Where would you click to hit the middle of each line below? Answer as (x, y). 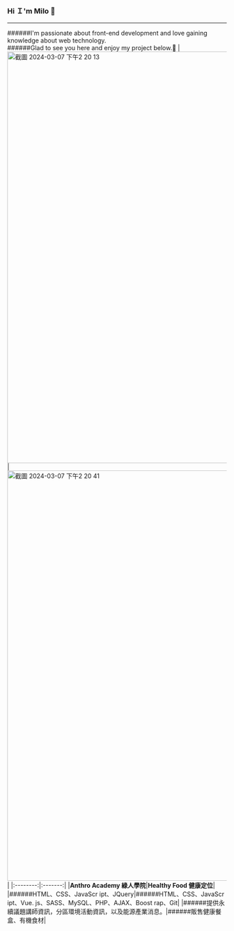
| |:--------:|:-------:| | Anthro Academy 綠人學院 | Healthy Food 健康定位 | (111, 886)
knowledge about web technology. (57, 40)
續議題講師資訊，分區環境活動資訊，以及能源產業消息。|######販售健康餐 (114, 911)
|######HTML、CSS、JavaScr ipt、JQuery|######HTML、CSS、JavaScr (116, 894)
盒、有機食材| (27, 921)
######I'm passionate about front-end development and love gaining (107, 33)
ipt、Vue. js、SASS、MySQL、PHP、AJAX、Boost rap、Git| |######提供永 (116, 903)
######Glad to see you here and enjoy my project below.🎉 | (94, 48)
